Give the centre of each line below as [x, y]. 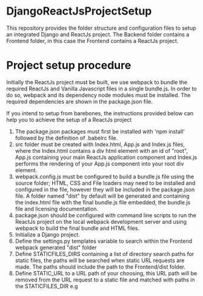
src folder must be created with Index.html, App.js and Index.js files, [100, 144]
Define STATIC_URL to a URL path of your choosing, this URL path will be [106, 273]
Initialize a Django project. [47, 234]
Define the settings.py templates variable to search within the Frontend [104, 241]
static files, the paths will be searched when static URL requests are [100, 260]
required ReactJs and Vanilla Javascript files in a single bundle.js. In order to [101, 89]
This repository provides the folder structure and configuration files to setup [101, 28]
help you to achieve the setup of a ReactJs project [69, 119]
